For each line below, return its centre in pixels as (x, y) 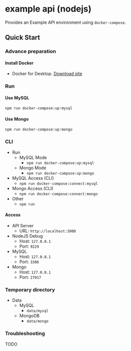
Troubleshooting (25, 334)
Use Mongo (17, 119)
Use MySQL (17, 97)
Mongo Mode (33, 168)
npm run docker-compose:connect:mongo (58, 194)
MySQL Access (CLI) (33, 178)
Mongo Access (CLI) (33, 188)
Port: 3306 (29, 262)
